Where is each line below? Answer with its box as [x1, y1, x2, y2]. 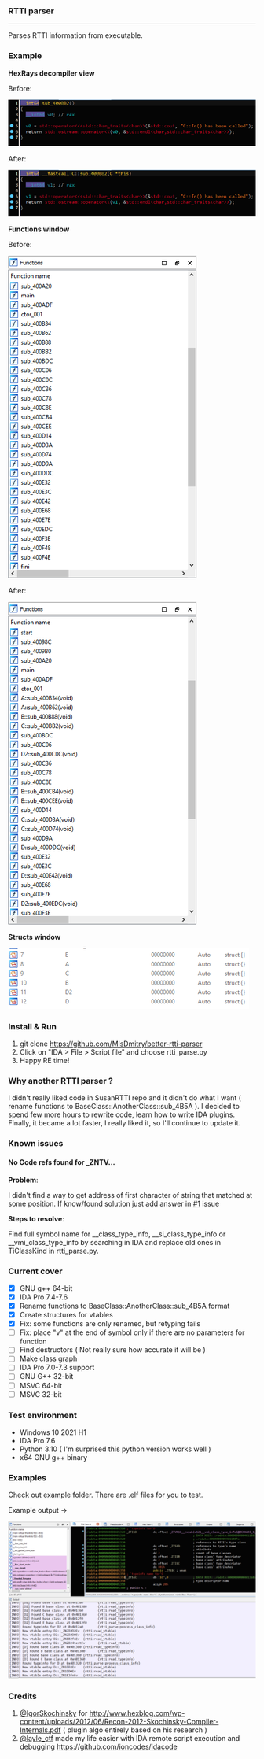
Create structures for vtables [19, 1310, 114, 1320]
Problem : [8, 1175, 38, 1184]
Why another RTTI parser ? [8, 1076, 114, 1087]
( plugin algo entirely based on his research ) [62, 1725, 207, 1735]
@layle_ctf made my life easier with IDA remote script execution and [19, 1734, 240, 1743]
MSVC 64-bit [19, 1380, 63, 1390]
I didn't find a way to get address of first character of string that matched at [8, 1190, 253, 1199]
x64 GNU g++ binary [19, 1452, 88, 1462]
